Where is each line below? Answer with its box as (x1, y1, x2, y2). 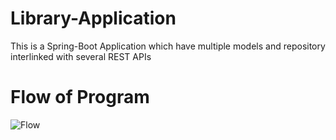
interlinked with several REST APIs (10, 50, 152, 62)
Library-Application (10, 7, 177, 30)
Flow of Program (10, 86, 150, 109)
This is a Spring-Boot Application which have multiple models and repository (10, 40, 326, 52)
